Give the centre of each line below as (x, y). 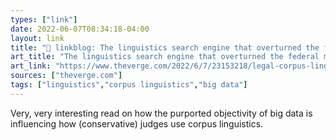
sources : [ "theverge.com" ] (66, 76)
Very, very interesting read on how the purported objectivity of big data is (161, 113)
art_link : (31, 66)
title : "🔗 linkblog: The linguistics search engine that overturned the (165, 47)
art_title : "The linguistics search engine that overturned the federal (165, 57)
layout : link (37, 38)
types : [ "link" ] (44, 19)
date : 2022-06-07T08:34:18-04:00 (80, 29)
